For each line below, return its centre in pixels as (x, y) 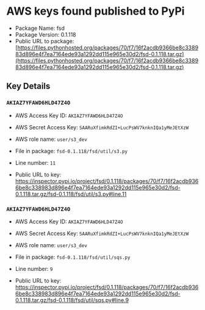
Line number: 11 (35, 162)
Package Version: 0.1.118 (45, 34)
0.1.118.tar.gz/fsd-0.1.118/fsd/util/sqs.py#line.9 (72, 300)
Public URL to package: (45, 41)
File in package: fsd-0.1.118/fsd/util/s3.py (71, 151)
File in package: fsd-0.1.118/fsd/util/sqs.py (73, 257)
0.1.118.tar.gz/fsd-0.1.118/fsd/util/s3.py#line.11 (71, 194)
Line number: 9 (34, 269)
